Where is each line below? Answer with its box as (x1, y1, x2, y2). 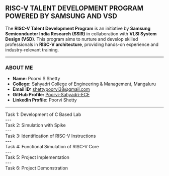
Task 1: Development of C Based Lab (5, 111, 81, 118)
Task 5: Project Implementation (5, 154, 69, 160)
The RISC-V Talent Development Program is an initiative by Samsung (5, 25, 151, 31)
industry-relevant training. (5, 46, 59, 52)
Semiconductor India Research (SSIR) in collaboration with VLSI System (5, 30, 157, 37)
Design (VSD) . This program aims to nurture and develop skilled (5, 36, 138, 42)
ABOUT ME (5, 64, 33, 71)
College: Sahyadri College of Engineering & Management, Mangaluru (12, 81, 156, 87)
